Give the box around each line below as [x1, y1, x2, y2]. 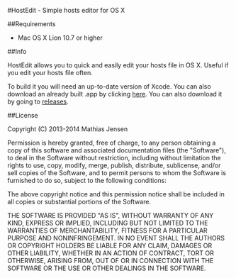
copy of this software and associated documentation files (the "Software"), [7, 146, 227, 155]
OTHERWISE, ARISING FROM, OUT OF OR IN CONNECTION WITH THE [7, 257, 214, 265]
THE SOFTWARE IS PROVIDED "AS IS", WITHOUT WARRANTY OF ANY [7, 211, 214, 219]
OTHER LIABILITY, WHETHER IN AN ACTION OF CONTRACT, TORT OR [7, 249, 214, 257]
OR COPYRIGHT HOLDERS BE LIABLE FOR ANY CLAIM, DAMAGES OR [7, 241, 213, 250]
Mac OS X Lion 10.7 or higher [17, 33, 103, 42]
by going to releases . [7, 97, 69, 106]
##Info [7, 48, 27, 55]
